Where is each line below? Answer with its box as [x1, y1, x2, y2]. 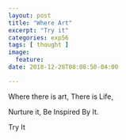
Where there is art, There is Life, [8, 92, 113, 101]
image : [8, 48, 30, 56]
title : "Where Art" [8, 19, 73, 27]
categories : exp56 [8, 33, 69, 42]
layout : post [8, 11, 52, 20]
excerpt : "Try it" [8, 26, 69, 34]
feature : [15, 56, 44, 64]
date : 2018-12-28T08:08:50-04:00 [8, 63, 119, 71]
